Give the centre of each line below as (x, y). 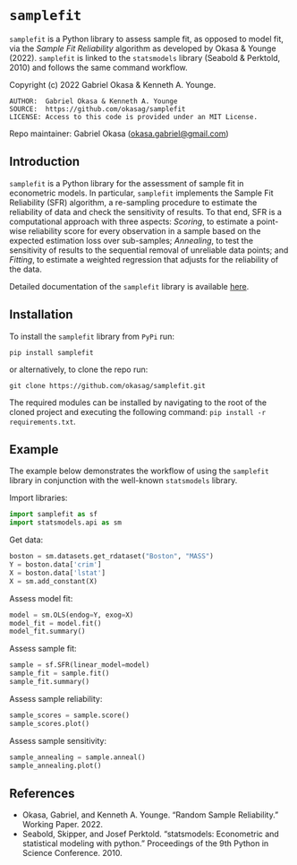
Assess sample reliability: (56, 698)
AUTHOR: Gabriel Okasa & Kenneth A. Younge (93, 101)
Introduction (45, 162)
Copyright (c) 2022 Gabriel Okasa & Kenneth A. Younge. (113, 84)
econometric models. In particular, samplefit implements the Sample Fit (141, 193)
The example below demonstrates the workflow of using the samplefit (140, 471)
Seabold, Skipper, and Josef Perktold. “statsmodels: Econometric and (150, 834)
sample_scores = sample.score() (69, 715)
